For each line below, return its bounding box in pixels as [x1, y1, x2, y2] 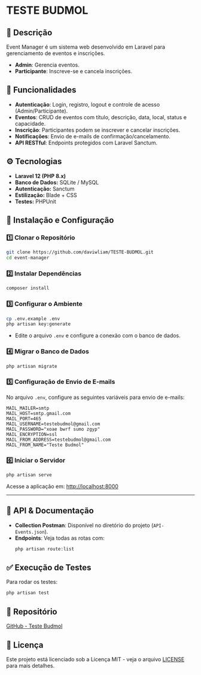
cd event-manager [6, 255, 50, 261]
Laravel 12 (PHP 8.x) [14, 172, 66, 180]
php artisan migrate [6, 363, 58, 369]
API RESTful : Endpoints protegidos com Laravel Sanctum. [14, 139, 157, 146]
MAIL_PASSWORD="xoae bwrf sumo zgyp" [6, 426, 100, 432]
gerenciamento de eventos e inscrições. [6, 50, 105, 57]
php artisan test [6, 590, 50, 596]
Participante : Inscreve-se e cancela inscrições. [14, 68, 133, 75]
